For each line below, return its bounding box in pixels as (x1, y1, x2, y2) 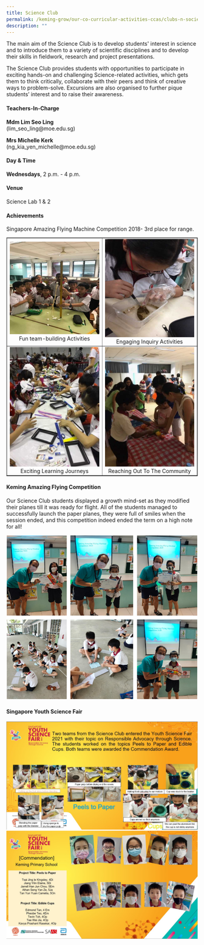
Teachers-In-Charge (6, 104, 59, 112)
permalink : (6, 16, 34, 23)
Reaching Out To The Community (108, 467, 191, 474)
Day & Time (6, 157, 36, 164)
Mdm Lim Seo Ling (6, 118, 54, 125)
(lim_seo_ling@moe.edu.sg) (6, 125, 76, 132)
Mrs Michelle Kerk (6, 136, 53, 144)
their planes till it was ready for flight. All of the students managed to (6, 503, 178, 511)
